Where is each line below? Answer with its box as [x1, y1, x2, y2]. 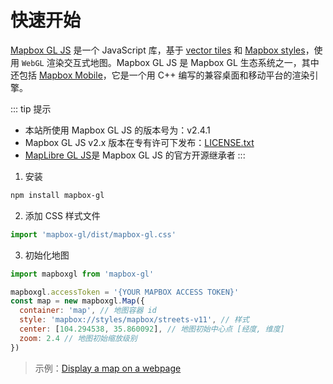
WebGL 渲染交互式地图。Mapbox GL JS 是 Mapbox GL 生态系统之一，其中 [21, 56, 320, 68]
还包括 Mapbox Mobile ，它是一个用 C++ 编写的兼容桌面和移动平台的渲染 [10, 69, 310, 81]
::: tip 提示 [10, 102, 52, 115]
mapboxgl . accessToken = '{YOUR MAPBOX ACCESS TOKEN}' [10, 287, 240, 297]
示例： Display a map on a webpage [34, 362, 182, 374]
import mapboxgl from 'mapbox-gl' [10, 269, 155, 279]
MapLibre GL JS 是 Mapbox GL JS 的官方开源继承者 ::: [24, 149, 246, 161]
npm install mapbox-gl [10, 190, 105, 200]
